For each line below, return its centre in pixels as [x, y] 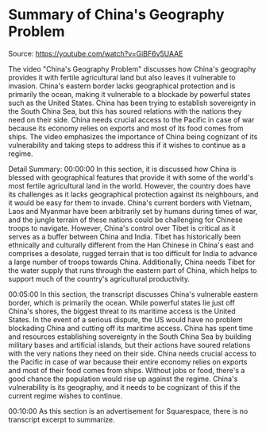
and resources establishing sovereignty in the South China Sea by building [130, 337]
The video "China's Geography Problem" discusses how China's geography [132, 68]
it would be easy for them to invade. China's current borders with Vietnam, [130, 202]
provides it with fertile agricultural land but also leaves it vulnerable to [122, 77]
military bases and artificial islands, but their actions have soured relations [129, 344]
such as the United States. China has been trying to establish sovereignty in [132, 103]
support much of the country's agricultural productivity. [99, 278]
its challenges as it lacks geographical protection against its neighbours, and [133, 194]
